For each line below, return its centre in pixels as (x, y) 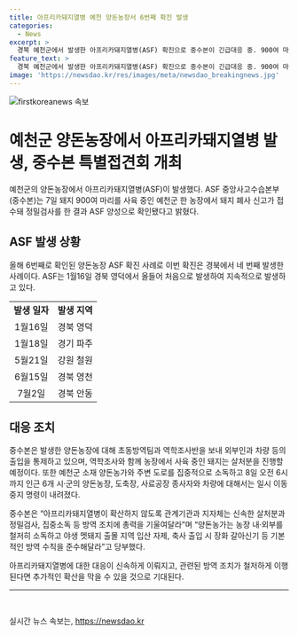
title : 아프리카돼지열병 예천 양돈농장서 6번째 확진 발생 (99, 17)
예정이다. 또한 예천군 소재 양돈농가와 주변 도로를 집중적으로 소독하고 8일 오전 (142, 473)
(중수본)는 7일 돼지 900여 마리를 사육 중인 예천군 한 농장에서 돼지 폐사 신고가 (142, 200)
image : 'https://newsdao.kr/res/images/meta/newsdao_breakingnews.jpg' (144, 75)
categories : (31, 26)
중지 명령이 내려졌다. (45, 495)
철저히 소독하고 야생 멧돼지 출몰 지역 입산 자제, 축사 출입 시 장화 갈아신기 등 (139, 536)
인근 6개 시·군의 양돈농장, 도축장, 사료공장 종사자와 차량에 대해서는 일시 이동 (157, 483)
